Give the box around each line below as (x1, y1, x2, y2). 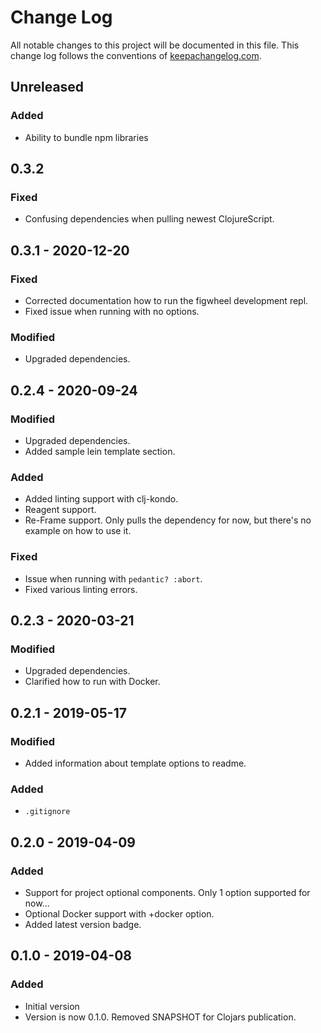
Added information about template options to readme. (24, 757, 247, 769)
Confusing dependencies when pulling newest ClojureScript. (24, 213, 275, 225)
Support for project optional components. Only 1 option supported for (24, 886, 311, 898)
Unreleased (10, 79, 85, 96)
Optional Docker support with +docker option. (24, 907, 215, 920)
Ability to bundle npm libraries (24, 131, 149, 143)
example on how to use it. (24, 525, 132, 537)
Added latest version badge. (24, 918, 142, 930)
